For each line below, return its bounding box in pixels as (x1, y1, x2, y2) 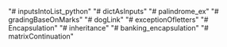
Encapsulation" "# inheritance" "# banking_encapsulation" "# (8, 23, 209, 32)
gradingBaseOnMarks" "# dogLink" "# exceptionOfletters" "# (8, 15, 209, 24)
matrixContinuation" (8, 31, 74, 41)
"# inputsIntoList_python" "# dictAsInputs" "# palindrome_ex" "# (8, 7, 220, 16)
